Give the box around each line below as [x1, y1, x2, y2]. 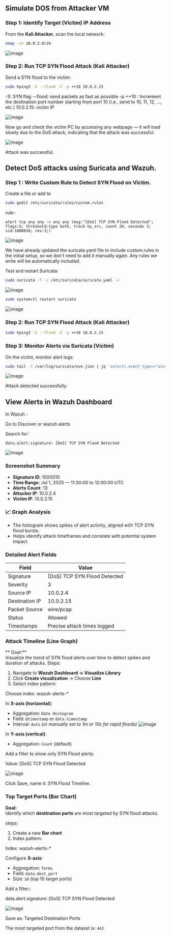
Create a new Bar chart [12, 830, 62, 836]
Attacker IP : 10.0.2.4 [12, 490, 56, 496]
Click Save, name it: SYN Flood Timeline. [5, 780, 91, 786]
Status [8, 614, 23, 621]
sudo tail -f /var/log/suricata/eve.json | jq [5, 364, 106, 369]
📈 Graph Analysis [5, 509, 51, 516]
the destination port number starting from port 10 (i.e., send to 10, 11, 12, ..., [5, 99, 162, 105]
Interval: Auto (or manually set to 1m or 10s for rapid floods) [12, 721, 137, 727]
